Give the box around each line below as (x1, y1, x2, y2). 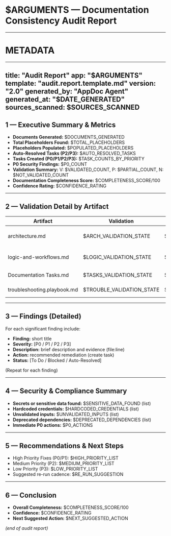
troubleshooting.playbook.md (8, 286, 78, 293)
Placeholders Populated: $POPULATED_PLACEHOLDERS (12, 145, 134, 151)
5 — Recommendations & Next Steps (5, 441, 124, 450)
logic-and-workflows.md (8, 253, 69, 260)
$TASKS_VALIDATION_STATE (83, 271, 153, 278)
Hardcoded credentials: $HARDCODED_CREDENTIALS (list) (12, 405, 139, 412)
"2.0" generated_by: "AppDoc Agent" (5, 87, 129, 96)
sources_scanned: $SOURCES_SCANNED (5, 103, 140, 112)
